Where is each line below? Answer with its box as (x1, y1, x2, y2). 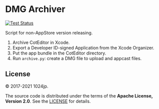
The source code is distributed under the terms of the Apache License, (5, 92, 153, 98)
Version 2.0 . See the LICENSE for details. (5, 98, 91, 104)
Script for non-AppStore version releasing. (5, 29, 93, 35)
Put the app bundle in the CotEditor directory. (12, 50, 106, 56)
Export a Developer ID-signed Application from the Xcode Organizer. (12, 44, 154, 50)
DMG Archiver (5, 3, 66, 15)
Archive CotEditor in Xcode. (12, 39, 70, 45)
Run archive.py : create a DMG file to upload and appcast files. (12, 55, 142, 61)
